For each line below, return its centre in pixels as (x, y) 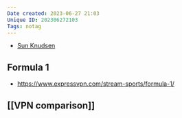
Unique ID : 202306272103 (43, 20)
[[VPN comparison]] (51, 105)
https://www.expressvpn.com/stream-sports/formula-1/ (96, 84)
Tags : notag (24, 26)
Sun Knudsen (36, 46)
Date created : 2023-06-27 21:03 (53, 13)
